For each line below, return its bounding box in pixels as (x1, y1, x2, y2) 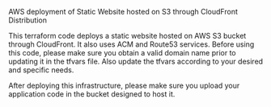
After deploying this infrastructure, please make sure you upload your (8, 80, 240, 90)
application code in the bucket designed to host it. (8, 89, 176, 99)
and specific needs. (8, 65, 74, 75)
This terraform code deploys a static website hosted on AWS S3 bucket (8, 31, 247, 40)
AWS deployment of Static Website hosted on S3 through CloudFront (8, 7, 239, 16)
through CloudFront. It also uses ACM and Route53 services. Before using (8, 39, 255, 49)
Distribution (8, 15, 47, 25)
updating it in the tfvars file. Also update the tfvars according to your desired (8, 56, 264, 66)
